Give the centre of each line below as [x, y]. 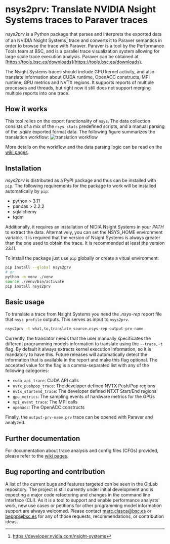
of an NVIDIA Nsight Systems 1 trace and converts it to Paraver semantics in [84, 40]
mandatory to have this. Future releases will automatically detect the [76, 354]
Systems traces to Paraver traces [77, 20]
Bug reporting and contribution [55, 472]
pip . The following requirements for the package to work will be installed [81, 186]
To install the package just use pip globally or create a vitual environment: [82, 258]
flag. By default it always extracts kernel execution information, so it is [78, 349]
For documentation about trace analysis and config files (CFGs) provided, [82, 450]
